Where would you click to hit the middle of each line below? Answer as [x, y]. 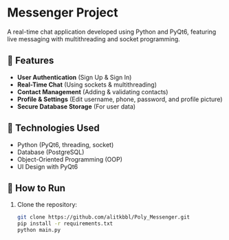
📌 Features [31, 61]
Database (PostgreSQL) [51, 152]
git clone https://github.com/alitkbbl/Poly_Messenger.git [103, 217]
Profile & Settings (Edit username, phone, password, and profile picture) [120, 99]
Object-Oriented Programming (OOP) [69, 159]
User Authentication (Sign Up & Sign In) [74, 77]
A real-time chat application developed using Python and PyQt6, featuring [112, 32]
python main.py [39, 230]
